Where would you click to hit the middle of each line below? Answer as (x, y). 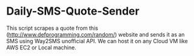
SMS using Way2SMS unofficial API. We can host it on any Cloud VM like (97, 41)
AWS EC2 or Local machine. (42, 47)
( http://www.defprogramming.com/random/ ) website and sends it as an (95, 34)
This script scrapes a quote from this (52, 28)
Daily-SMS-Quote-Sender (73, 11)
